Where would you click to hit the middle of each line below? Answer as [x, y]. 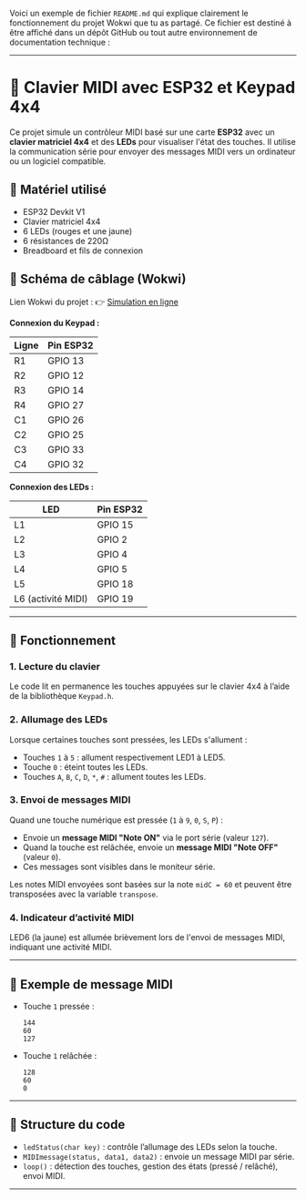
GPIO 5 [112, 569]
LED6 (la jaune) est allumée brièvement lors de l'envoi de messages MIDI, [148, 938]
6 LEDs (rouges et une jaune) [77, 231]
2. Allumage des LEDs [59, 720]
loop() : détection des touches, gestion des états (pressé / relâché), [150, 1166]
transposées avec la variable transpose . [84, 894]
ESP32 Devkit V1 [54, 211]
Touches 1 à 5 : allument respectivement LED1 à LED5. [124, 757]
